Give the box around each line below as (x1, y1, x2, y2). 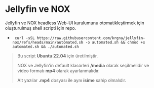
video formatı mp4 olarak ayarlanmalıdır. (17, 68, 100, 74)
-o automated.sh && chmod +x (85, 40, 146, 45)
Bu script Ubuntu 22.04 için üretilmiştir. (17, 53, 98, 59)
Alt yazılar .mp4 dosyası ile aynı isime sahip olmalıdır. (17, 77, 127, 83)
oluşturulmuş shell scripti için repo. (5, 25, 77, 31)
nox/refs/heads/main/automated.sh (12, 40, 83, 45)
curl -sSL (14, 36, 35, 41)
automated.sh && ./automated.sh (12, 44, 79, 49)
